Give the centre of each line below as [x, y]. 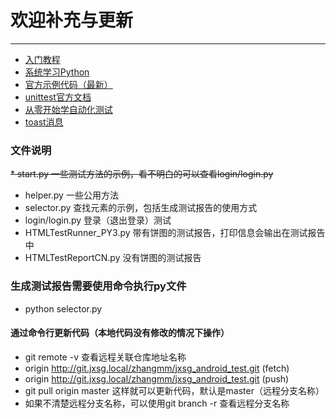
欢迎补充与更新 [72, 20]
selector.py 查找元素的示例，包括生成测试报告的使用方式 [141, 208]
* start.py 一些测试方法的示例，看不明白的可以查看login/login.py [142, 174]
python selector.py [63, 308]
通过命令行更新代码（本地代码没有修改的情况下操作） [120, 333]
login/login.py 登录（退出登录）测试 [98, 220]
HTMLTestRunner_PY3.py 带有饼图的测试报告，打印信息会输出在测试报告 [175, 233]
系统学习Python [57, 72]
